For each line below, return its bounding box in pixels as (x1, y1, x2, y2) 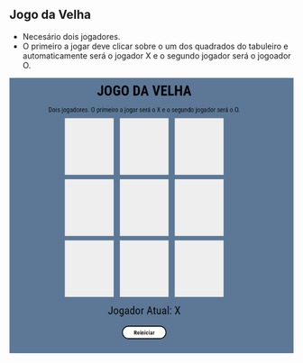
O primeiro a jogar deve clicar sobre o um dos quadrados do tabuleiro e (22, 41, 289, 51)
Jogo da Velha (9, 7, 92, 23)
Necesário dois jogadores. (22, 31, 121, 41)
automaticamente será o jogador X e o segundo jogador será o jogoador (22, 50, 291, 61)
